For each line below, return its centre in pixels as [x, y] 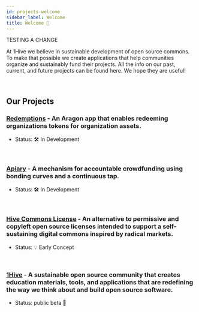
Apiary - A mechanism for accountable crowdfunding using [95, 169]
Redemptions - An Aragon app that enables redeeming [87, 118]
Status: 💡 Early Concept [44, 247]
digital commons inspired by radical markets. [106, 234]
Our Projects [30, 101]
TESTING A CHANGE [32, 40]
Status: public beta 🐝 [41, 302]
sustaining [22, 234]
